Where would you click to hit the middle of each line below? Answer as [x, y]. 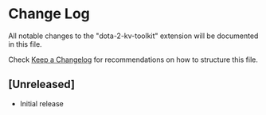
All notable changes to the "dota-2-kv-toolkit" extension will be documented [133, 36]
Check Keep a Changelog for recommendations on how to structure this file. [133, 59]
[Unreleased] [42, 84]
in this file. [25, 44]
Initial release [41, 103]
